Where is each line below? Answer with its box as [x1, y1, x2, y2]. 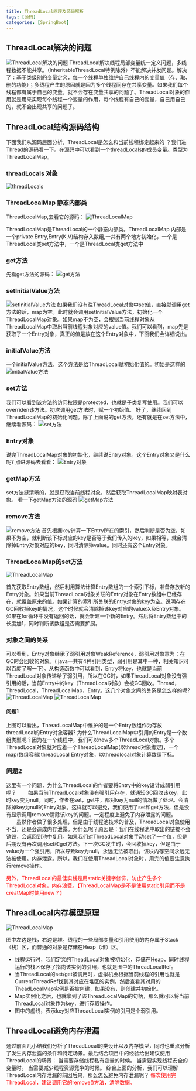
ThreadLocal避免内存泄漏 [6, 1025, 99, 1035]
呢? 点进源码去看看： [6, 459, 57, 466]
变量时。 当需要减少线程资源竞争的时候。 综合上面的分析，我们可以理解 [6, 1064, 178, 1072]
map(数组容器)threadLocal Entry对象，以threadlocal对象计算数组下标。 [6, 751, 177, 758]
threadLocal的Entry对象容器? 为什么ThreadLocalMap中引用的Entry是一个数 [6, 729, 187, 736]
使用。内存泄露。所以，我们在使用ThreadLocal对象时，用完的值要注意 [16, 854, 185, 861]
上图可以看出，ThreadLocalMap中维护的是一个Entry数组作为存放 [6, 721, 163, 729]
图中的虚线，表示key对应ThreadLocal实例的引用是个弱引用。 [14, 1007, 161, 1014]
